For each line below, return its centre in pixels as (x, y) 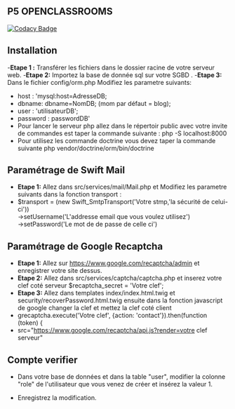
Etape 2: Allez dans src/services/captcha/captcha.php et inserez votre (120, 278)
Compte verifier (43, 360)
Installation (32, 51)
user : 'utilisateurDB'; (48, 111)
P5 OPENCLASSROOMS (60, 12)
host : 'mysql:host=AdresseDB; (62, 96)
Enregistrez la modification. (57, 398)
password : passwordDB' (54, 118)
